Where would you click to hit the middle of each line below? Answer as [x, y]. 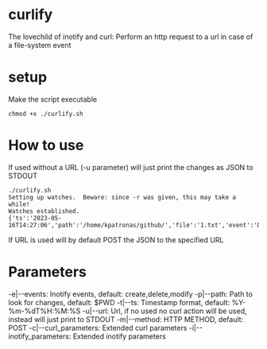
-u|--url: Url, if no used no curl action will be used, [164, 311]
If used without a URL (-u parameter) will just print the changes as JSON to [131, 167]
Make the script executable [53, 99]
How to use [46, 145]
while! [19, 204]
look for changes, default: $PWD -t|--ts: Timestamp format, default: [119, 302]
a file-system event [40, 45]
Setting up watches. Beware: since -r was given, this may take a [122, 197]
